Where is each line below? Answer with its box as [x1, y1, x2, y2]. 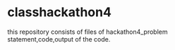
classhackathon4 [7, 4, 111, 20]
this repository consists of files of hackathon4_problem [7, 27, 168, 36]
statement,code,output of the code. [7, 35, 111, 43]
